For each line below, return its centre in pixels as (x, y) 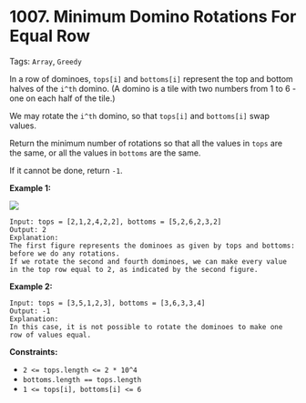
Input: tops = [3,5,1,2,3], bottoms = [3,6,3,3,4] (107, 303)
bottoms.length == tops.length (82, 379)
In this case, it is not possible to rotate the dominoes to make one (146, 327)
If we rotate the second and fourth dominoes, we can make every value (148, 261)
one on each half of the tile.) (62, 98)
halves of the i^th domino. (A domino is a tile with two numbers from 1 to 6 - (153, 88)
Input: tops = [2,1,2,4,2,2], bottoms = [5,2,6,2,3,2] (116, 222)
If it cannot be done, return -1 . (66, 170)
